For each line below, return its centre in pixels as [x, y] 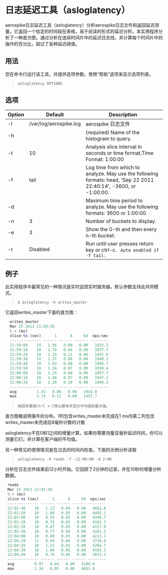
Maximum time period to [114, 200]
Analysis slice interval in [114, 146]
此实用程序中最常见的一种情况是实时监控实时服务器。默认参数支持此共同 [79, 287]
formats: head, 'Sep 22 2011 [120, 179]
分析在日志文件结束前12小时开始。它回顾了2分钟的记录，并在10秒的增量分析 [83, 469]
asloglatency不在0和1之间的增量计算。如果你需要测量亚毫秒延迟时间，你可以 [84, 433]
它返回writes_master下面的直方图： [42, 312]
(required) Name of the [113, 132]
